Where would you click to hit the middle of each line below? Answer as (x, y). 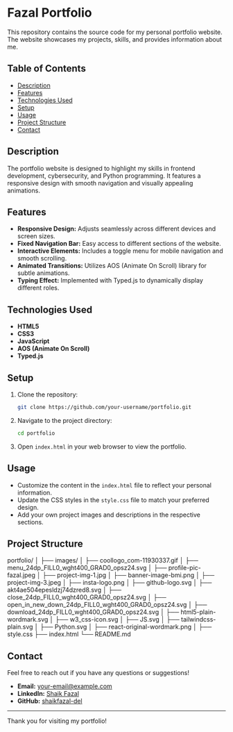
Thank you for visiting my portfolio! (57, 721)
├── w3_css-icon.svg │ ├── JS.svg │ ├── (118, 619)
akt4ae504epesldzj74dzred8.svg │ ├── (64, 590)
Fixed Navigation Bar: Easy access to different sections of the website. (119, 244)
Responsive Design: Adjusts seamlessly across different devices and (116, 229)
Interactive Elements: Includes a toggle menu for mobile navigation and (120, 251)
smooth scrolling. (42, 258)
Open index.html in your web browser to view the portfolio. (102, 447)
